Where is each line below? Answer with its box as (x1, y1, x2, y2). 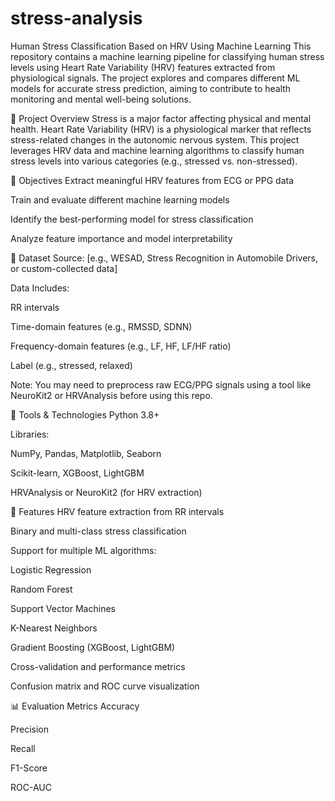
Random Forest (10, 583, 73, 595)
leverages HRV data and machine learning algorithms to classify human (10, 144, 305, 156)
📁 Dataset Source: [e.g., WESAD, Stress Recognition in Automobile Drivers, (10, 252, 319, 264)
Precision (10, 723, 49, 735)
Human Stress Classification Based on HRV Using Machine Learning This (10, 40, 312, 52)
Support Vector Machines (10, 602, 116, 614)
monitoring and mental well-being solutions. (10, 93, 192, 105)
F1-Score (10, 762, 48, 774)
